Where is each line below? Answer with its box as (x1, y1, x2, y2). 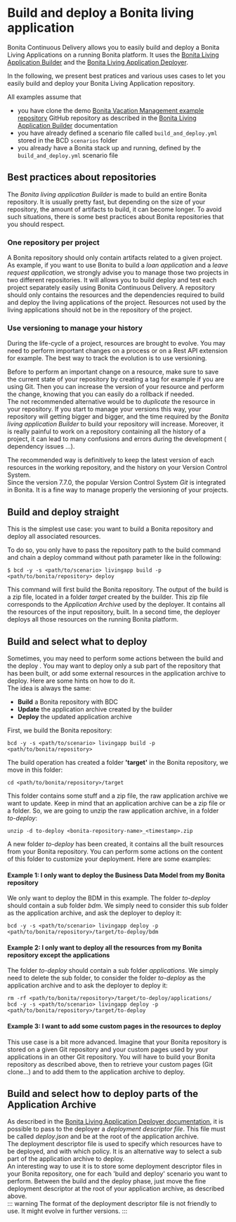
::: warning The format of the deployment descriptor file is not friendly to (7, 1200, 217, 1208)
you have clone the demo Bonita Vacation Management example (17, 106, 204, 114)
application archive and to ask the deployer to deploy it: (7, 981, 169, 990)
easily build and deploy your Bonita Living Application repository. (7, 79, 195, 87)
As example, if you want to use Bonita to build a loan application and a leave (7, 261, 228, 270)
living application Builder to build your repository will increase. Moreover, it (7, 420, 224, 428)
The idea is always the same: (7, 683, 91, 692)
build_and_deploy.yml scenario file (17, 151, 118, 159)
